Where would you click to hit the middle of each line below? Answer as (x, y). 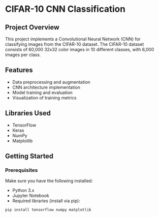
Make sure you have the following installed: (49, 181)
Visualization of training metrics (44, 97)
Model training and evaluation (42, 93)
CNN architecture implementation (46, 87)
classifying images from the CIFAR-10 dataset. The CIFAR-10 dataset (75, 44)
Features (19, 70)
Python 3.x (23, 190)
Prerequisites (21, 170)
